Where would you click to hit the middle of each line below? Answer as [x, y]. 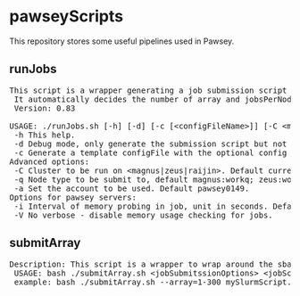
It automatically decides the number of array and [127, 99]
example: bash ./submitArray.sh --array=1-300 [117, 282]
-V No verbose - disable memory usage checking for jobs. [144, 215]
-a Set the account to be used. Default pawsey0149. [132, 188]
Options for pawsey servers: [73, 197]
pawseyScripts [66, 16]
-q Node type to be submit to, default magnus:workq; [134, 179]
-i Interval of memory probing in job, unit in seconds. [141, 206]
